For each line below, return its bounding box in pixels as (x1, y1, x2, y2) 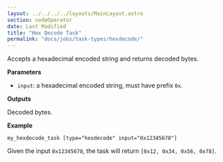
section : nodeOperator (7, 17, 72, 23)
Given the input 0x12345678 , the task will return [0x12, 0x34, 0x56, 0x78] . (7, 147, 217, 155)
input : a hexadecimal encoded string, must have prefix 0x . (17, 81, 183, 90)
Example (7, 121, 33, 130)
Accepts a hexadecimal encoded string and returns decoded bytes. (7, 54, 199, 63)
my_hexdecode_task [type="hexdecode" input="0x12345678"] (7, 135, 177, 142)
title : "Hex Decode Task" (7, 29, 81, 37)
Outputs (7, 94, 32, 103)
